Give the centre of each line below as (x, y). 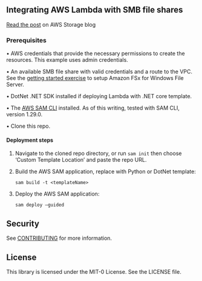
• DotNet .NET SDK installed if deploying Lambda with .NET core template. (99, 96)
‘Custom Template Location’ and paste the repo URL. (81, 160)
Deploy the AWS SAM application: (57, 194)
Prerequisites (26, 40)
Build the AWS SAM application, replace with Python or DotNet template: (106, 171)
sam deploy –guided (40, 205)
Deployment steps (30, 140)
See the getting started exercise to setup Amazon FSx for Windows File (95, 78)
